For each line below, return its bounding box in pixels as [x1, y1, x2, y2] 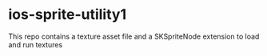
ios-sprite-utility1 [8, 6, 126, 24]
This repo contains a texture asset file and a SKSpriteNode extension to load [8, 32, 260, 41]
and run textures [8, 39, 63, 49]
